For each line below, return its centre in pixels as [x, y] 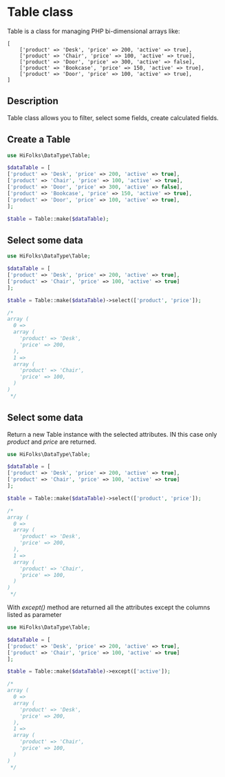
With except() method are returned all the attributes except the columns [109, 607]
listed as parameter [34, 615]
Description [33, 101]
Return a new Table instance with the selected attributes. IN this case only [112, 434]
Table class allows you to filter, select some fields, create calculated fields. [113, 117]
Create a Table [39, 140]
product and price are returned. [52, 442]
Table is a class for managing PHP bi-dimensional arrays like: [94, 31]
